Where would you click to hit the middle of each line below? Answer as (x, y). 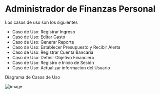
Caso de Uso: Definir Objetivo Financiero (53, 57)
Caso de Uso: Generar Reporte (43, 42)
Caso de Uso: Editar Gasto (39, 37)
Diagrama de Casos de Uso (32, 77)
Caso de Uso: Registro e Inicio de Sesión (53, 63)
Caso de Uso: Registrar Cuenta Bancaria (53, 52)
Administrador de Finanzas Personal (80, 9)
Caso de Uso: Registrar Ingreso (44, 31)
